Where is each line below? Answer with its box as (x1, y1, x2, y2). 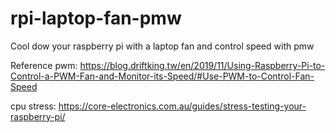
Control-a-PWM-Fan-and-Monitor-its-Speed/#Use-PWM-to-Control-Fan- (10, 70, 315, 82)
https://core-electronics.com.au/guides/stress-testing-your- (58, 100, 307, 112)
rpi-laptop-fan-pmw (10, 7, 182, 30)
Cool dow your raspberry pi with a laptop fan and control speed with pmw (10, 40, 315, 52)
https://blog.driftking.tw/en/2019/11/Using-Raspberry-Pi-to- (79, 59, 326, 71)
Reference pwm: (10, 59, 78, 71)
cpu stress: (10, 100, 57, 112)
